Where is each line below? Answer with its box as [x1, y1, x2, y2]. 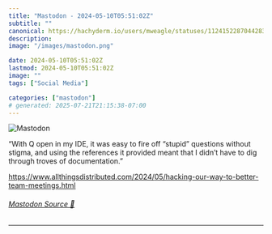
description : [8, 34, 53, 43]
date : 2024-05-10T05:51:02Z [8, 57, 104, 65]
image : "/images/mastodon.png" [8, 42, 114, 50]
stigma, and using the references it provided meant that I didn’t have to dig [8, 147, 257, 158]
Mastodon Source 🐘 [8, 199, 75, 209]
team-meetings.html [8, 181, 76, 190]
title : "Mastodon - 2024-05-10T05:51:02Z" [8, 11, 154, 20]
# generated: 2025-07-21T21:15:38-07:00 [8, 101, 147, 109]
